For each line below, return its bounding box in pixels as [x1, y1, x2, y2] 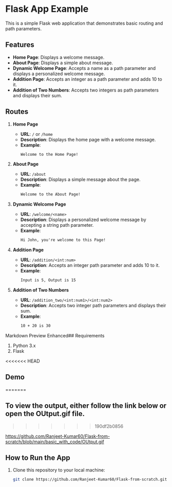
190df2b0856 [94, 423, 124, 429]
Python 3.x [12, 342, 36, 349]
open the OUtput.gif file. [5, 409, 85, 418]
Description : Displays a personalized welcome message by [20, 217, 146, 223]
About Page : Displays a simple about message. [12, 60, 113, 66]
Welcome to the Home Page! [20, 152, 79, 157]
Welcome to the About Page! [20, 192, 81, 197]
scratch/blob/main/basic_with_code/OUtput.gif [5, 438, 104, 445]
